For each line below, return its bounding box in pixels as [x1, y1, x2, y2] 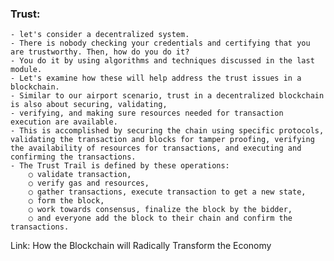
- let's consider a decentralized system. [10, 30, 190, 40]
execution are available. [10, 117, 118, 127]
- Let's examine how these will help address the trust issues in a [10, 73, 302, 84]
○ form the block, [28, 196, 105, 206]
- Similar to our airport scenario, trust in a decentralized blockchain [10, 91, 325, 101]
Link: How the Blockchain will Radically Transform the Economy [10, 240, 272, 252]
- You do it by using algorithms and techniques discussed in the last [10, 56, 315, 66]
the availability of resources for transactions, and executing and [10, 143, 302, 154]
